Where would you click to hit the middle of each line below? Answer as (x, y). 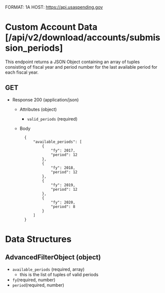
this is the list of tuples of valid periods (59, 274)
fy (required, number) (34, 280)
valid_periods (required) (52, 119)
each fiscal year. (22, 72)
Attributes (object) (38, 109)
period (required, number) (38, 285)
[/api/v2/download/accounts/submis (83, 38)
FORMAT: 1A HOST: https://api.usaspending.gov (54, 7)
